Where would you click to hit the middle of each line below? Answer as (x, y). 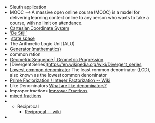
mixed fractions (26, 96)
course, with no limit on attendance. (46, 23)
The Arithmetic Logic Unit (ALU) (42, 44)
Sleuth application (28, 7)
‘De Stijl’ (18, 33)
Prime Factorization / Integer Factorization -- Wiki (60, 80)
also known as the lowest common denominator (58, 75)
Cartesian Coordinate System (40, 28)
